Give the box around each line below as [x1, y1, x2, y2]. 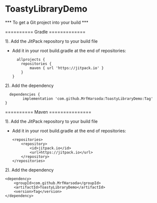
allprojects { [17, 57, 45, 62]
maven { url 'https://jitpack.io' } [30, 66, 104, 70]
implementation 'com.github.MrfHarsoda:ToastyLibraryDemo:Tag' [22, 96, 153, 101]
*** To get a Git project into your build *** [5, 19, 88, 25]
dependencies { [9, 92, 40, 97]
